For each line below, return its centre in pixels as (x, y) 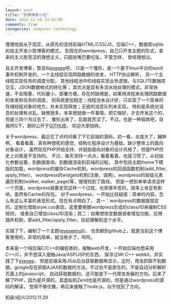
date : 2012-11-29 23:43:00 (34, 19)
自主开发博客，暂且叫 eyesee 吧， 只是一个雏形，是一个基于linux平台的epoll (84, 68)
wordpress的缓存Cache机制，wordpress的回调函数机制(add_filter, (97, 169)
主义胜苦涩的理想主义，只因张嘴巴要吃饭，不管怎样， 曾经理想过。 (84, 57)
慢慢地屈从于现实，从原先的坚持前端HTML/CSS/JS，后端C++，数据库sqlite (84, 45)
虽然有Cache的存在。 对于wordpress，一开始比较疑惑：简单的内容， (87, 194)
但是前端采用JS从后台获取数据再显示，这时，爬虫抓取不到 (101, 261)
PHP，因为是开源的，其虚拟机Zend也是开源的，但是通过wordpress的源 (89, 280)
